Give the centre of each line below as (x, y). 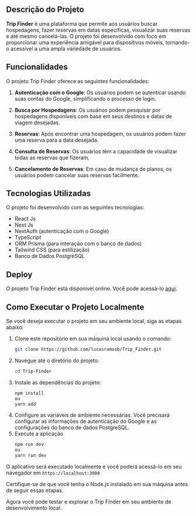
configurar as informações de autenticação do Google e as (85, 421)
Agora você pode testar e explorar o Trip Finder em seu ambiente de (89, 502)
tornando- (178, 42)
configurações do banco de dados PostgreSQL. (72, 428)
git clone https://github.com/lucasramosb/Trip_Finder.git (88, 350)
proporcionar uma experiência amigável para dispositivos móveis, (85, 42)
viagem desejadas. (37, 122)
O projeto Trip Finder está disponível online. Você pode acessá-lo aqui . (92, 288)
